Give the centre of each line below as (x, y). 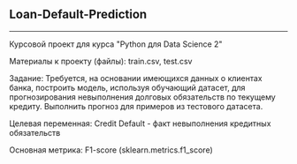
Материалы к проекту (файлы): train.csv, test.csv (101, 61)
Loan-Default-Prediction (78, 15)
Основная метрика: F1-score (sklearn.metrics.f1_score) (111, 150)
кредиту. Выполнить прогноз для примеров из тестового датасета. (136, 106)
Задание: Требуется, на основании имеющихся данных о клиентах (136, 78)
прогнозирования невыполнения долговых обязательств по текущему (142, 97)
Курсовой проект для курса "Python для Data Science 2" (116, 44)
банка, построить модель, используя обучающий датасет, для (127, 87)
